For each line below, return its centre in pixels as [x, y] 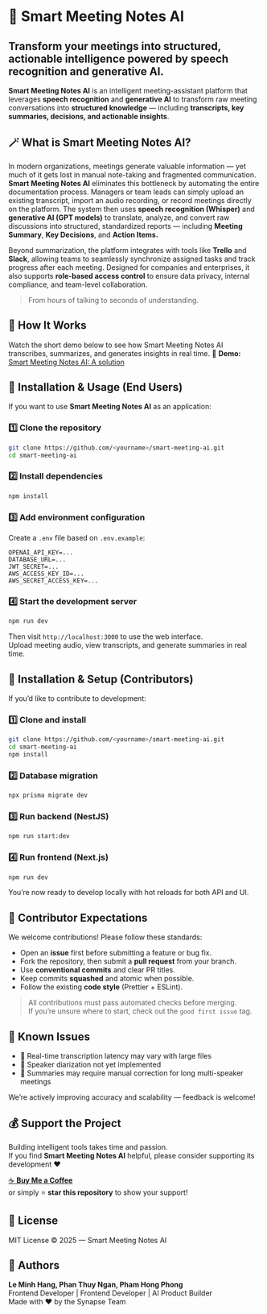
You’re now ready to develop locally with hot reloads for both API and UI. [129, 893]
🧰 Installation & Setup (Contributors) [101, 679]
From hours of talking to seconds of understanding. [113, 300]
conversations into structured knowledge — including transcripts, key [126, 108]
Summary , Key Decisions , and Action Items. [83, 234]
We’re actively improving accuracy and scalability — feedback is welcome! [132, 1097]
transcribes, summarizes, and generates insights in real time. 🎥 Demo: [125, 353]
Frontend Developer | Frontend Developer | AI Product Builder [111, 1293]
